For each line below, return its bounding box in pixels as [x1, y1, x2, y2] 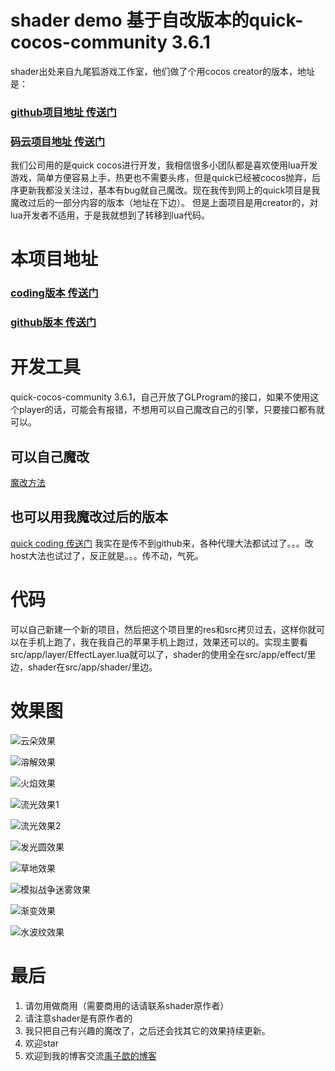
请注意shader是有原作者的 [24, 1012, 133, 1024]
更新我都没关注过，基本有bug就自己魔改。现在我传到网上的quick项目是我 [18, 184, 321, 196]
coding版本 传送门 [10, 286, 99, 300]
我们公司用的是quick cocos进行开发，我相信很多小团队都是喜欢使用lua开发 [10, 159, 318, 171]
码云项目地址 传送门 [10, 134, 106, 148]
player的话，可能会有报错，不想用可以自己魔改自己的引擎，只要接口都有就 [18, 404, 325, 416]
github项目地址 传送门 [10, 105, 117, 119]
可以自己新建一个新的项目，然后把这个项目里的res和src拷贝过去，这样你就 [10, 623, 317, 635]
